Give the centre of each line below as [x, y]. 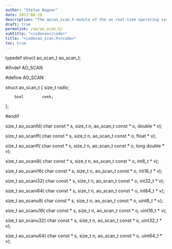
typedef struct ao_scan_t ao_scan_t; [43, 58]
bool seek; [34, 97]
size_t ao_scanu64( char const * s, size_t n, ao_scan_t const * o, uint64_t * [84, 236]
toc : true [16, 43]
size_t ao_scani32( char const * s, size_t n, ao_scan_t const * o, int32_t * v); [85, 181]
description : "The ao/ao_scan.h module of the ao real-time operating [82, 19]
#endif [12, 116]
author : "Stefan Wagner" [32, 10]
